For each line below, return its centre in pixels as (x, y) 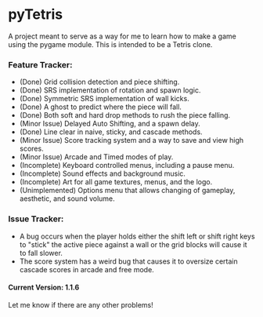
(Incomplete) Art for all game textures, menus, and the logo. (116, 182)
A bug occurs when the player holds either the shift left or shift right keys (137, 236)
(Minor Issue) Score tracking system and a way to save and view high (131, 140)
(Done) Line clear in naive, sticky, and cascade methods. (111, 132)
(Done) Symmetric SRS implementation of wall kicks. (104, 99)
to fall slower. (41, 253)
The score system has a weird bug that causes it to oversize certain (128, 261)
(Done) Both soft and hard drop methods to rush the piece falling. (125, 115)
